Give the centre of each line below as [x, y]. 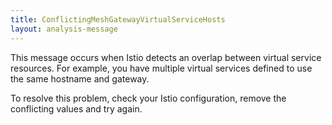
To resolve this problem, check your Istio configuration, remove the [148, 98]
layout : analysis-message [64, 29]
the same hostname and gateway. [80, 78]
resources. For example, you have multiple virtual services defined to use [161, 68]
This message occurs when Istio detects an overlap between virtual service [166, 57]
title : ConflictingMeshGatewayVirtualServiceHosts [118, 19]
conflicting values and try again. [76, 108]
